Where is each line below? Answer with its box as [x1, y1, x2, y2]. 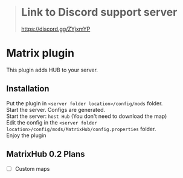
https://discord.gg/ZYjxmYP [21, 25, 91, 32]
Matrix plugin [6, 46, 74, 60]
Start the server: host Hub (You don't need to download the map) [6, 112, 167, 120]
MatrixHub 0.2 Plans [6, 149, 86, 159]
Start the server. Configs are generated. [6, 106, 106, 113]
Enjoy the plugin [6, 132, 47, 139]
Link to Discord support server [21, 5, 178, 19]
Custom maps [14, 165, 50, 172]
